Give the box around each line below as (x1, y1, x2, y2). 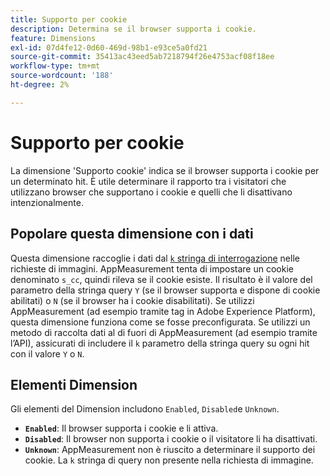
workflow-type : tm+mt (10, 61, 101, 71)
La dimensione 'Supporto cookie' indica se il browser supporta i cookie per (10, 164, 320, 176)
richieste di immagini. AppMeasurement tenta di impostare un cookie (10, 262, 294, 275)
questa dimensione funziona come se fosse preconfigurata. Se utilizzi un (10, 316, 311, 328)
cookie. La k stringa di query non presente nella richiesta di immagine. (24, 454, 314, 466)
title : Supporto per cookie (10, 14, 128, 25)
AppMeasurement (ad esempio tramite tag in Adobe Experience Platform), (10, 305, 316, 317)
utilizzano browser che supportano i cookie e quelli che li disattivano (10, 186, 293, 198)
